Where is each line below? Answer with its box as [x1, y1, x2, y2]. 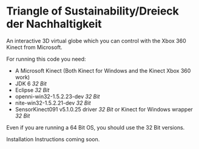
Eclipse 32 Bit [15, 86, 50, 93]
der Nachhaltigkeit [6, 17, 102, 31]
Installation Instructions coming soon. [6, 135, 100, 143]
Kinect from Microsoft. [6, 44, 62, 51]
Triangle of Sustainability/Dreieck [6, 4, 179, 18]
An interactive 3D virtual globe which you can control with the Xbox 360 [6, 37, 186, 44]
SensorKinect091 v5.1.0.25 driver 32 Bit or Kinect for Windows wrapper [15, 105, 193, 113]
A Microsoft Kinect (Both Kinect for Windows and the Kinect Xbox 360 [15, 67, 191, 74]
